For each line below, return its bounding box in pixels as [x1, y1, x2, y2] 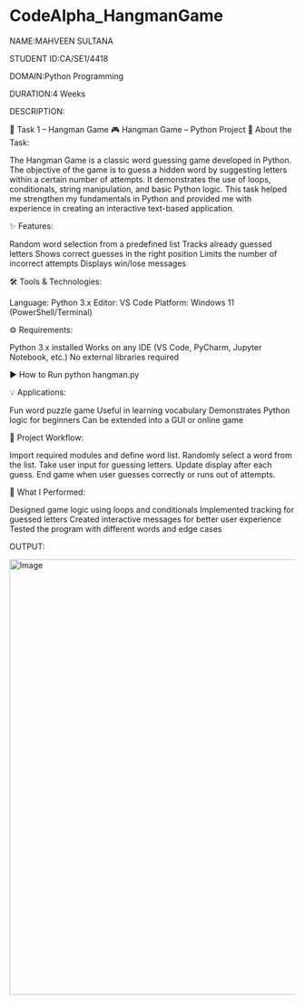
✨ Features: [9, 220, 54, 231]
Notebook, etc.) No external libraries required [9, 351, 180, 362]
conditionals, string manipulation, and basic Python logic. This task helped [9, 183, 288, 194]
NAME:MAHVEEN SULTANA [9, 35, 113, 46]
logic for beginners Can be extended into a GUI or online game [9, 414, 244, 425]
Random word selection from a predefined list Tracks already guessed [9, 238, 272, 250]
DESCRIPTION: [9, 105, 65, 116]
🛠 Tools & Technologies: [9, 276, 103, 287]
